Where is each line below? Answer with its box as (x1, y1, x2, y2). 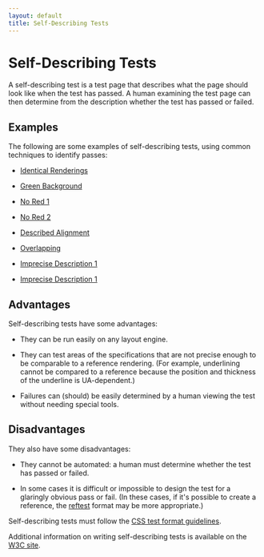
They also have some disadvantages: (8, 444, 131, 454)
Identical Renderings (19, 166, 88, 176)
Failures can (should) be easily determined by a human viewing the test (19, 391, 256, 401)
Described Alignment (19, 228, 90, 237)
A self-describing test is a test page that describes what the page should (8, 80, 249, 90)
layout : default (8, 11, 62, 20)
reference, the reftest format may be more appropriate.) (19, 500, 204, 510)
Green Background (19, 181, 82, 191)
